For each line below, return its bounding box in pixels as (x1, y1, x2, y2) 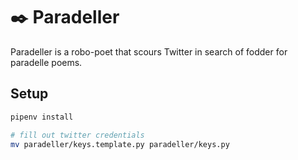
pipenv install (10, 112, 74, 122)
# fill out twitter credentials (10, 130, 145, 140)
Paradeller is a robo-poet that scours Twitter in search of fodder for (10, 45, 288, 58)
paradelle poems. (10, 56, 83, 68)
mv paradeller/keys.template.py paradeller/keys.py (10, 139, 230, 149)
